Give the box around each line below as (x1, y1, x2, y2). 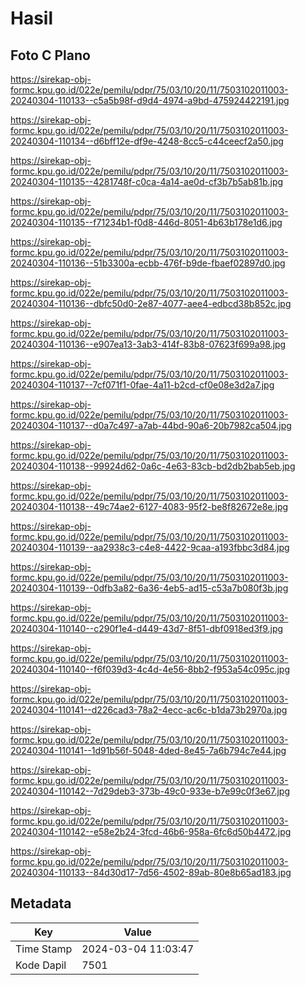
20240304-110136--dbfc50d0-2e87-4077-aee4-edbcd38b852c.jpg (10, 298, 292, 309)
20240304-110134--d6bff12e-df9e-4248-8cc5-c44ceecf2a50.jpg (10, 135, 284, 147)
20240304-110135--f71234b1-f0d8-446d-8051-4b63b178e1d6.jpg (10, 217, 283, 228)
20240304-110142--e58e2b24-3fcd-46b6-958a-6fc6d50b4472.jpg (10, 826, 292, 837)
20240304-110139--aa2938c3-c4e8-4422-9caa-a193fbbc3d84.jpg (10, 542, 290, 553)
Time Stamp (15, 942, 73, 956)
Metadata (10, 895, 72, 912)
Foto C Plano (10, 47, 91, 64)
